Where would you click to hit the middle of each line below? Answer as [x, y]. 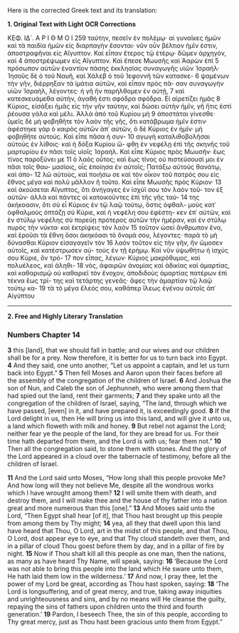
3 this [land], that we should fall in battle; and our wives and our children [113, 350]
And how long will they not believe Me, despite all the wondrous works [111, 485]
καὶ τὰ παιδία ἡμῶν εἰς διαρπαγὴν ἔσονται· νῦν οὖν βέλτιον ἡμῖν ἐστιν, [113, 45]
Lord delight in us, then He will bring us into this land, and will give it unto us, [119, 419]
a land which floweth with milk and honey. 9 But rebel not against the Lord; [117, 426]
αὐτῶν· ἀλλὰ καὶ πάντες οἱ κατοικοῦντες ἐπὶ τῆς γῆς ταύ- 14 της [103, 197]
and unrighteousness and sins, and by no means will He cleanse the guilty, [117, 599]
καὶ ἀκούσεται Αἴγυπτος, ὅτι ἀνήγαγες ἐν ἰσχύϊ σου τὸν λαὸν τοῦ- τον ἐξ [115, 189]
